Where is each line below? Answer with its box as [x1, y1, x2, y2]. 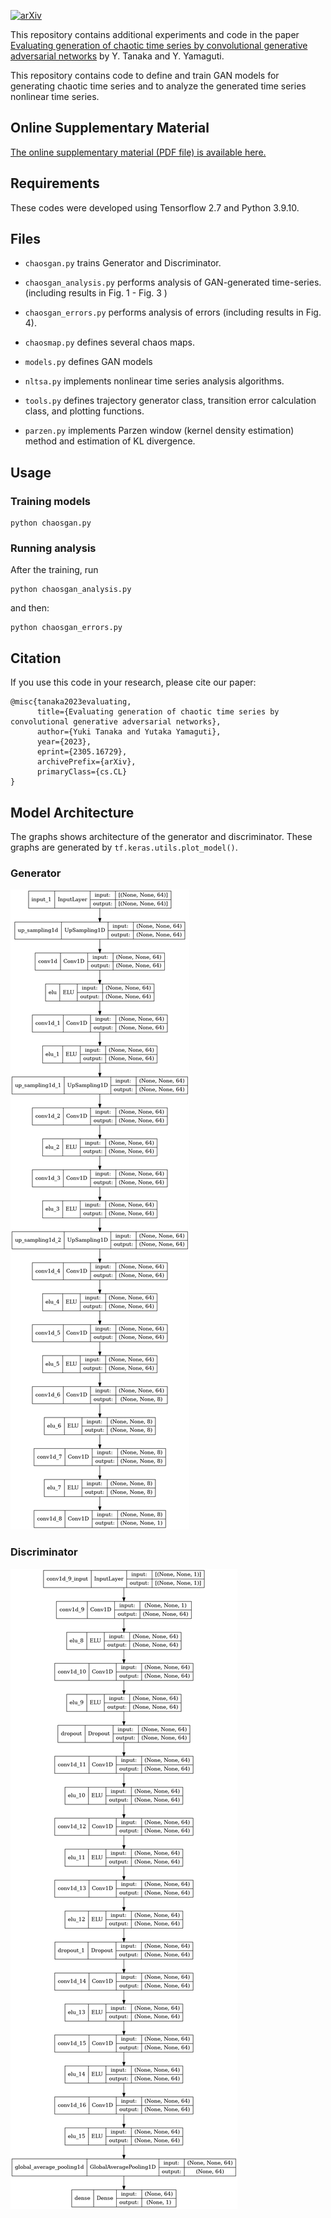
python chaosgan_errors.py [10, 623, 123, 633]
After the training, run [10, 564, 99, 576]
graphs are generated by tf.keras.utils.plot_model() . [10, 841, 238, 854]
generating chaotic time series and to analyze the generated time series [10, 80, 307, 92]
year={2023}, [36, 737, 92, 747]
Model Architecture [10, 804, 135, 821]
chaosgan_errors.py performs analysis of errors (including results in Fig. [24, 306, 322, 319]
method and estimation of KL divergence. [24, 435, 196, 447]
